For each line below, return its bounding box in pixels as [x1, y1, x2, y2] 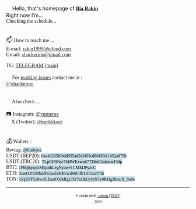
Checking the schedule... [6, 18, 57, 24]
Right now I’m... [6, 12, 44, 19]
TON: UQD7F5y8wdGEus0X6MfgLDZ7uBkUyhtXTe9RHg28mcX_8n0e [6, 176, 135, 182]
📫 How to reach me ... [6, 36, 54, 44]
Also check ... [11, 99, 40, 104]
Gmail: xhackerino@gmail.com [6, 51, 71, 58]
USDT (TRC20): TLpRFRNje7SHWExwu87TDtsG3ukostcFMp [6, 159, 123, 165]
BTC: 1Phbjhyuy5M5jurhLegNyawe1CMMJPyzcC [6, 165, 96, 170]
